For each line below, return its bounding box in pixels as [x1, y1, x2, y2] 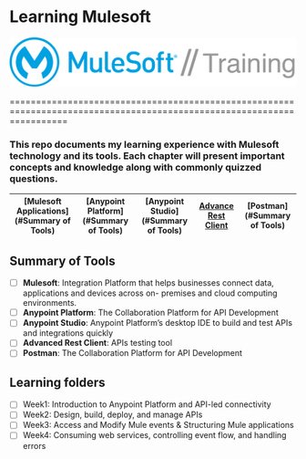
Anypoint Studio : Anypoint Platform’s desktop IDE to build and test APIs [22, 318, 293, 329]
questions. [9, 172, 58, 184]
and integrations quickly [22, 328, 114, 339]
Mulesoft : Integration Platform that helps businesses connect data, [22, 277, 275, 288]
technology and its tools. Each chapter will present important [9, 149, 285, 162]
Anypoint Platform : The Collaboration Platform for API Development [22, 308, 280, 318]
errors [22, 440, 46, 451]
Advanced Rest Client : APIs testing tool [22, 338, 173, 349]
